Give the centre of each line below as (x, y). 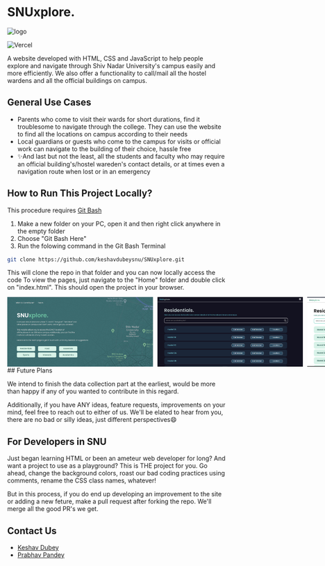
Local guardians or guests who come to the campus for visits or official (119, 141)
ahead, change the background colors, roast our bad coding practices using (116, 473)
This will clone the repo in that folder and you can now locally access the (111, 273)
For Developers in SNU (57, 442)
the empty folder (41, 231)
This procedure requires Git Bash (55, 210)
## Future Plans (30, 370)
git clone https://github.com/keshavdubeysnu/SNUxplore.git (96, 259)
